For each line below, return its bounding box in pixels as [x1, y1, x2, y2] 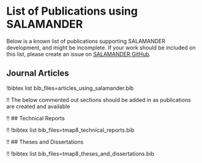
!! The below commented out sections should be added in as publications [6, 96, 191, 103]
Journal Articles [6, 68, 69, 79]
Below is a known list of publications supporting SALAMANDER [6, 37, 165, 45]
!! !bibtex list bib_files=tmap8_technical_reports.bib [6, 126, 135, 134]
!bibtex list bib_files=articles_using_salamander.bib [6, 84, 134, 92]
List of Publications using [6, 4, 138, 18]
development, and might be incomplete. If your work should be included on [6, 44, 196, 51]
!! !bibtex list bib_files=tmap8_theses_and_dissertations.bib [6, 150, 155, 157]
